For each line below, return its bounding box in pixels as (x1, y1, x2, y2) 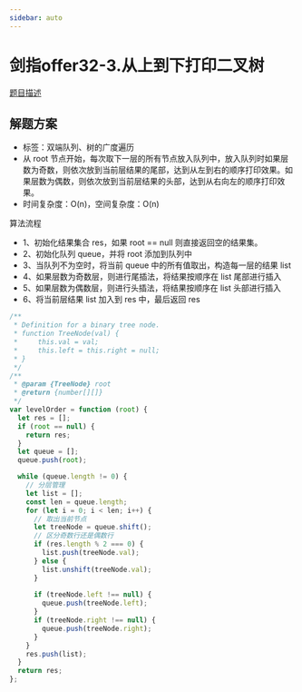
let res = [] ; (17, 413, 71, 422)
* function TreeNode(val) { (13, 329, 120, 339)
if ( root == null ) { (17, 421, 95, 431)
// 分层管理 (25, 480, 65, 489)
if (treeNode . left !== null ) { (33, 590, 152, 599)
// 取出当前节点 (33, 514, 87, 523)
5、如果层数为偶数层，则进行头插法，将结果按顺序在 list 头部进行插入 (22, 282, 281, 293)
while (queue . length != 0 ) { (17, 472, 128, 481)
